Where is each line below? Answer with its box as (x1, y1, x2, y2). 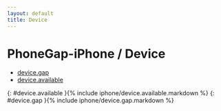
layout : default (7, 10, 54, 17)
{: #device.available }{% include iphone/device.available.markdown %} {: (7, 89, 215, 97)
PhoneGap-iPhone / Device (7, 46, 166, 62)
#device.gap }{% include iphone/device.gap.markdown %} (7, 97, 174, 105)
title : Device (7, 16, 48, 23)
